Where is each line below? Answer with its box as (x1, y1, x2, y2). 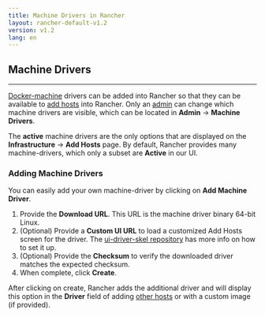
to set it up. (19, 243, 57, 252)
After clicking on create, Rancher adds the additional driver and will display (8, 283, 252, 293)
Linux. (19, 218, 40, 227)
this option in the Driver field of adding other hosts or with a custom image (8, 292, 251, 301)
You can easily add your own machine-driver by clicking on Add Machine (8, 186, 248, 196)
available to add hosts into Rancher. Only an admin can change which (8, 99, 234, 109)
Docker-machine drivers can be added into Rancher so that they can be (8, 91, 241, 101)
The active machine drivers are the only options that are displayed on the (8, 132, 247, 141)
